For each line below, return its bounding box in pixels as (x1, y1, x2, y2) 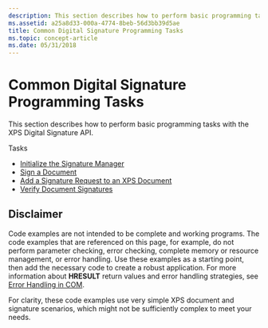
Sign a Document (19, 167, 77, 177)
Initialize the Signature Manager (19, 159, 125, 169)
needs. (8, 312, 31, 322)
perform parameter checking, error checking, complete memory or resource (8, 246, 259, 255)
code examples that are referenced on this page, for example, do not (8, 237, 235, 246)
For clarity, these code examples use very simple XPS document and (8, 295, 235, 305)
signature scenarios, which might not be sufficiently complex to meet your (8, 303, 252, 313)
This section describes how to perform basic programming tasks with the (8, 119, 250, 129)
